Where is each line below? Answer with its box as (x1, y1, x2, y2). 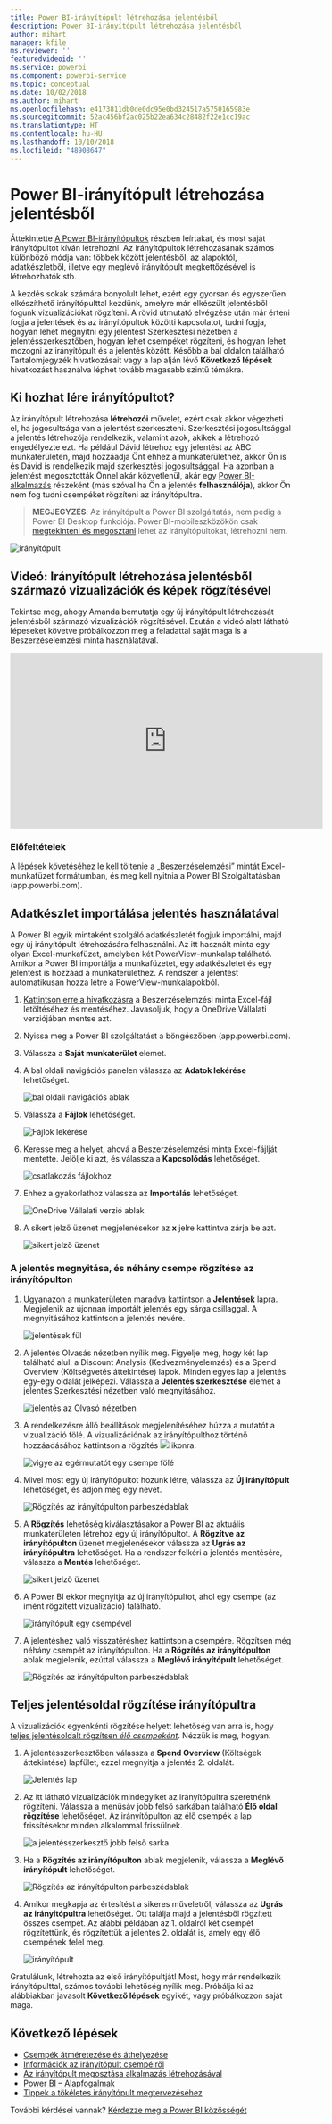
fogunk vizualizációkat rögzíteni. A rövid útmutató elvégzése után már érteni (10, 307, 291, 318)
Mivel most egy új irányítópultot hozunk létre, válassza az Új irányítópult (22, 1474, 290, 1485)
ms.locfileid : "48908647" (10, 146, 106, 154)
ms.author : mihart (10, 96, 79, 105)
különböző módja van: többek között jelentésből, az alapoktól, (10, 252, 237, 262)
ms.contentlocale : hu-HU (10, 129, 103, 138)
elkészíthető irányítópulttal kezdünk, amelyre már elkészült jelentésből (10, 297, 268, 308)
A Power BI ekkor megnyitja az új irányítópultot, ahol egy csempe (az (22, 1591, 277, 1602)
